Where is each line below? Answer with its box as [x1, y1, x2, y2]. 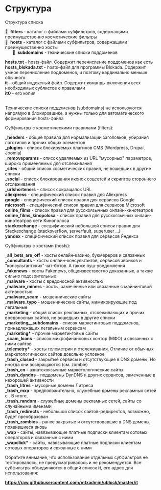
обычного [5, 74, 26, 80]
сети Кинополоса [32, 218, 69, 223]
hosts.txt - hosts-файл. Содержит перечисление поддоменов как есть [5, 59, 153, 65]
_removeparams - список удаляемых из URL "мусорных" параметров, [5, 155, 153, 161]
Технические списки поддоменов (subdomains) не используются [5, 105, 142, 111]
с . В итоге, [5, 392, 28, 398]
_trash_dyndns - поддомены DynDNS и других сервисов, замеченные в [5, 372, 156, 378]
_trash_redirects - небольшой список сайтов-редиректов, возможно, [5, 408, 150, 414]
